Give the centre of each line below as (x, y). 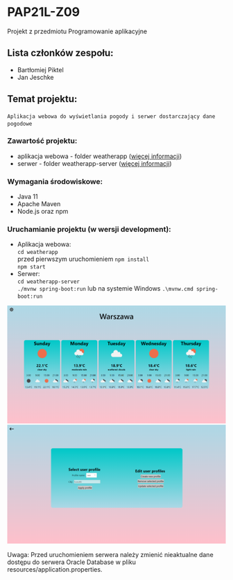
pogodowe (20, 123)
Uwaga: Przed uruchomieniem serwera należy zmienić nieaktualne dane (110, 555)
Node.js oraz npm (43, 212)
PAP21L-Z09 (44, 12)
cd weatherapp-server (48, 282)
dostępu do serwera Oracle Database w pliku (72, 562)
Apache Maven (39, 204)
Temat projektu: (42, 99)
